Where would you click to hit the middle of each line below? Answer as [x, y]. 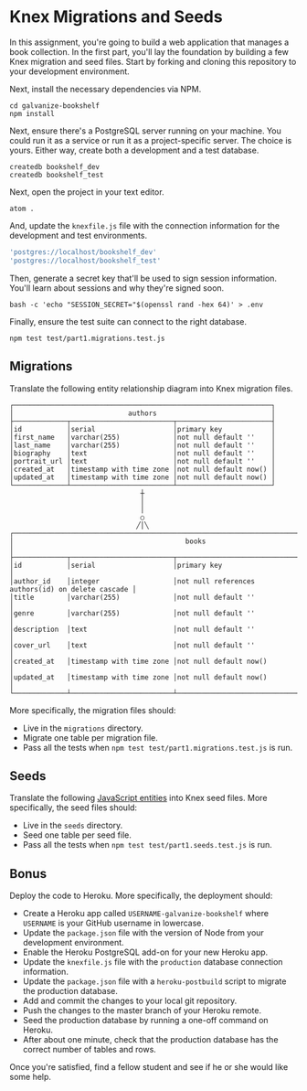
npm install [32, 113]
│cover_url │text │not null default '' [132, 645]
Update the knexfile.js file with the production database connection [153, 962]
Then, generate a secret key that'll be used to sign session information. [143, 278]
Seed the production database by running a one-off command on [145, 1021]
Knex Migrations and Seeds [116, 17]
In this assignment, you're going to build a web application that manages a [149, 42]
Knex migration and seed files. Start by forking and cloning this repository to [153, 61]
